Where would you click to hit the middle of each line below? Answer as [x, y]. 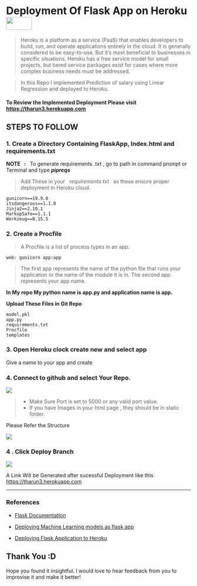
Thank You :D [31, 557]
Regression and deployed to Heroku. [64, 89]
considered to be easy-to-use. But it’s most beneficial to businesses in [105, 52]
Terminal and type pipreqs [38, 170]
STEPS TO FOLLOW [42, 127]
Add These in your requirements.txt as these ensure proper [95, 182]
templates [18, 335]
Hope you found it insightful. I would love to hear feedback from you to [91, 571]
